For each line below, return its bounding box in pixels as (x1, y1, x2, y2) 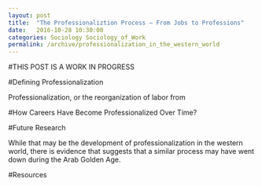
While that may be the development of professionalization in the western (8, 138, 244, 148)
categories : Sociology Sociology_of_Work (8, 33, 146, 42)
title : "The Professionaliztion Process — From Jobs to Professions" (8, 19, 245, 27)
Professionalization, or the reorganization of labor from (8, 93, 186, 102)
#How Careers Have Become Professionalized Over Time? (8, 108, 197, 118)
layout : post (8, 11, 51, 20)
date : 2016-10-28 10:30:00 (8, 26, 104, 34)
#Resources (8, 170, 47, 180)
